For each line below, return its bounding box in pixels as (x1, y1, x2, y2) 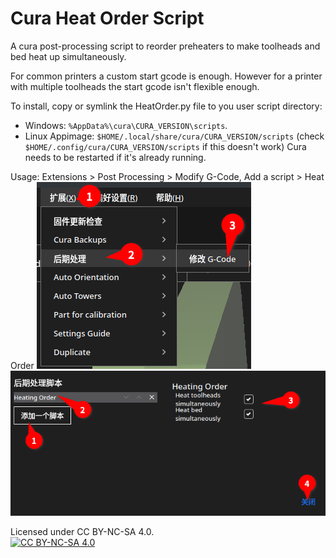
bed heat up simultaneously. (10, 50, 127, 62)
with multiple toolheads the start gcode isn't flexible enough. (10, 80, 260, 92)
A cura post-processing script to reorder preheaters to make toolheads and (10, 40, 321, 52)
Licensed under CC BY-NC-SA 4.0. (10, 526, 155, 538)
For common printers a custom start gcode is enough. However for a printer (10, 70, 323, 82)
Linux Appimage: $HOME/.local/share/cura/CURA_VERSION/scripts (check (24, 130, 325, 142)
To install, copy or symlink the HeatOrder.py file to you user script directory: (10, 100, 323, 112)
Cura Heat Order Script (10, 7, 205, 30)
